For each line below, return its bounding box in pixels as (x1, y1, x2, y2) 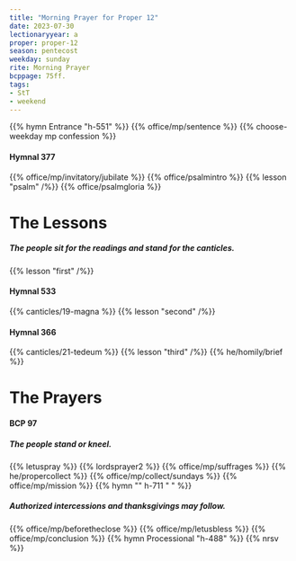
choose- (256, 121, 288, 132)
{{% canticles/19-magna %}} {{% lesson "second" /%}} (9, 306, 216, 316)
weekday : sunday (9, 55, 70, 64)
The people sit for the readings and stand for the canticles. (9, 243, 236, 254)
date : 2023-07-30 (9, 22, 75, 31)
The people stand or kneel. (9, 438, 112, 450)
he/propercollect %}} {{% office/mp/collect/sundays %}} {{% (9, 470, 238, 481)
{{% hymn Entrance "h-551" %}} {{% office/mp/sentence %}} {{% (9, 121, 255, 132)
